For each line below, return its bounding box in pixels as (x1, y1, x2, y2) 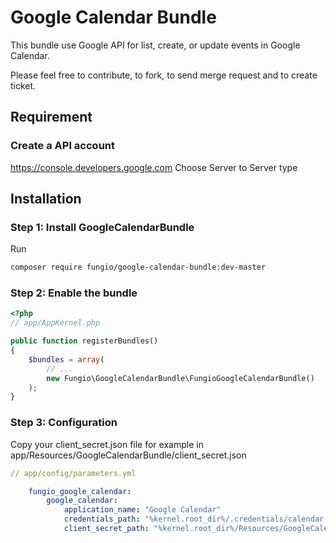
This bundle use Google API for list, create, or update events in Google (10, 39, 301, 51)
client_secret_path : (63, 524, 150, 534)
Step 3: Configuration (10, 416, 118, 430)
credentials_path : (63, 514, 141, 525)
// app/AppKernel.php (10, 318, 101, 328)
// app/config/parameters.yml (10, 468, 137, 478)
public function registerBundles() (10, 336, 159, 346)
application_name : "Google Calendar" (63, 505, 222, 515)
